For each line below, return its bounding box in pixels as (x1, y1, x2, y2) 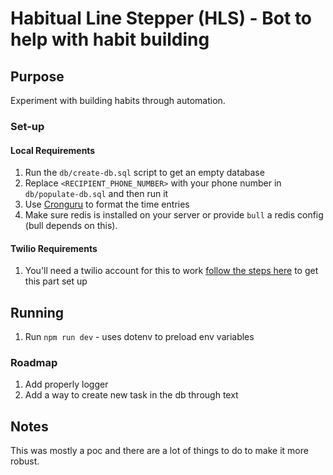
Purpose (10, 68, 65, 85)
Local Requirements (10, 144, 96, 156)
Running (10, 304, 65, 321)
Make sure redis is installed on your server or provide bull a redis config (24, 209, 324, 221)
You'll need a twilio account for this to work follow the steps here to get (24, 265, 319, 277)
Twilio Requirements (10, 242, 98, 254)
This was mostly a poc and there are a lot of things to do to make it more (10, 445, 309, 457)
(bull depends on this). (24, 220, 118, 232)
